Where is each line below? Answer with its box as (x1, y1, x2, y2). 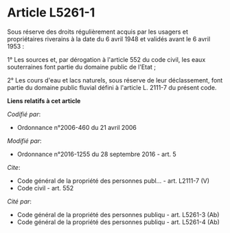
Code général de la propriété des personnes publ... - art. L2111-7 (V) (16, 177, 210, 185)
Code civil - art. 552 (16, 184, 74, 192)
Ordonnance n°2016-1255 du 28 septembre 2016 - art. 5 (16, 150, 176, 158)
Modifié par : (7, 136, 43, 145)
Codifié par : (7, 110, 41, 118)
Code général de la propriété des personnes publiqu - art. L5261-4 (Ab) (16, 218, 220, 226)
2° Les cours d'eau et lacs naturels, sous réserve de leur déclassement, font (7, 76, 223, 84)
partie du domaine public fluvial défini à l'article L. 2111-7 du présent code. (7, 83, 217, 91)
